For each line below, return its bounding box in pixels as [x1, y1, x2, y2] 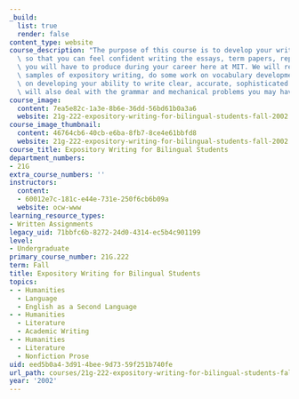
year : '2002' [9, 377, 58, 386]
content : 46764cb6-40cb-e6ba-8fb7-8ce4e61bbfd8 [17, 129, 198, 138]
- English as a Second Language [17, 302, 138, 311]
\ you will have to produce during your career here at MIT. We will [17, 63, 280, 72]
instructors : [9, 179, 58, 188]
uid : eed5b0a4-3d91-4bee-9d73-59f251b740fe [9, 360, 174, 369]
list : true [17, 21, 58, 30]
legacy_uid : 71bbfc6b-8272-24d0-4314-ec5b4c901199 [9, 227, 201, 236]
